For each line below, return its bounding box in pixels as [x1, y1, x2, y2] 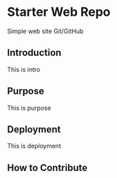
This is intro [7, 65, 41, 73]
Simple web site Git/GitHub [7, 27, 84, 35]
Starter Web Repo [7, 4, 111, 20]
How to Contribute [7, 161, 88, 173]
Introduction [7, 47, 62, 59]
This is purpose [7, 103, 52, 112]
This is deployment [7, 142, 61, 150]
